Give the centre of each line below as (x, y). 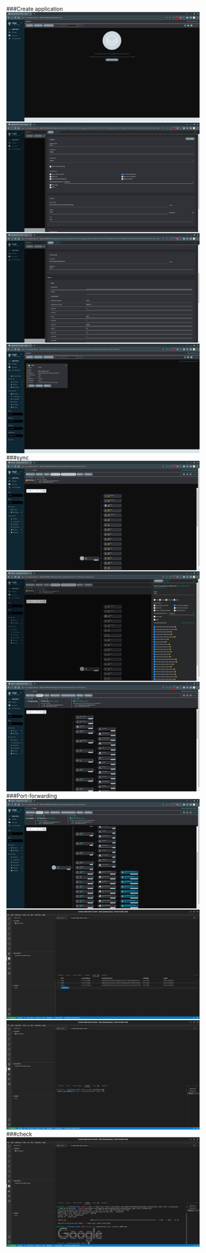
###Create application (35, 9)
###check (19, 1134)
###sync (18, 458)
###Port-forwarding (32, 795)
